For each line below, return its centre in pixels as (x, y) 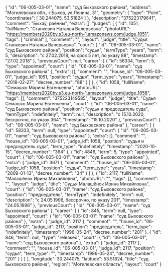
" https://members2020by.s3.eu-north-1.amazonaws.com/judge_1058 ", (78, 93)
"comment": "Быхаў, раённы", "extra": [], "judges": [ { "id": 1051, (72, 23)
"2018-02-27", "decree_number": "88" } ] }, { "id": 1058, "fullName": (75, 82)
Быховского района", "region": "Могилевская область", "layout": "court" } (83, 264)
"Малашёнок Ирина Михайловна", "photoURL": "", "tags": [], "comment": (82, 179)
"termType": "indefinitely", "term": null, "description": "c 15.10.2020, (75, 114)
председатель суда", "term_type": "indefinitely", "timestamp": (70, 146)
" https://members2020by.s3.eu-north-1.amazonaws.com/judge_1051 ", (77, 34)
